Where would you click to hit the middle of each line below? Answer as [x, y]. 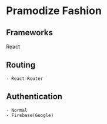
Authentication [34, 97]
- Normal [17, 110]
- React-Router [25, 78]
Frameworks [30, 33]
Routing [21, 65]
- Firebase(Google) [30, 115]
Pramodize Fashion [54, 11]
